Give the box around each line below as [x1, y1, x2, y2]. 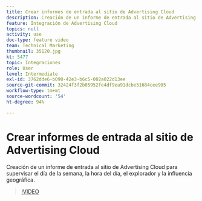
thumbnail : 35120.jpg [6, 48, 61, 54]
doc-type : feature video [6, 37, 69, 43]
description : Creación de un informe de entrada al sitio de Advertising [6, 15, 197, 21]
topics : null [6, 25, 39, 32]
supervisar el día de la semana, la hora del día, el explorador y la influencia [6, 170, 192, 177]
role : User [6, 65, 34, 71]
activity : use [6, 31, 42, 38]
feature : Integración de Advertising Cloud [6, 20, 118, 26]
